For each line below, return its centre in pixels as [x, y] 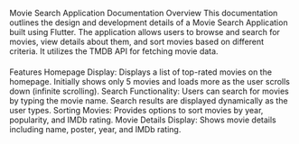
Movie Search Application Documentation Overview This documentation [144, 13]
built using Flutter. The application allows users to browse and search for [145, 32]
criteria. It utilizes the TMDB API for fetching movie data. [114, 51]
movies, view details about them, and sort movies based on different [137, 41]
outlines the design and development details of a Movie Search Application [149, 22]
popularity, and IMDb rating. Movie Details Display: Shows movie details [143, 120]
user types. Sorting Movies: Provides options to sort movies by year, [136, 110]
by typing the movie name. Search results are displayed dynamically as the [149, 100]
